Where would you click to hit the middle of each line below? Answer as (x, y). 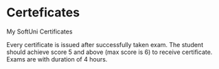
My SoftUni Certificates (39, 31)
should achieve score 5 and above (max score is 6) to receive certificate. (109, 52)
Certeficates (43, 13)
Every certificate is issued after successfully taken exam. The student (105, 44)
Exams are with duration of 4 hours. (57, 59)
